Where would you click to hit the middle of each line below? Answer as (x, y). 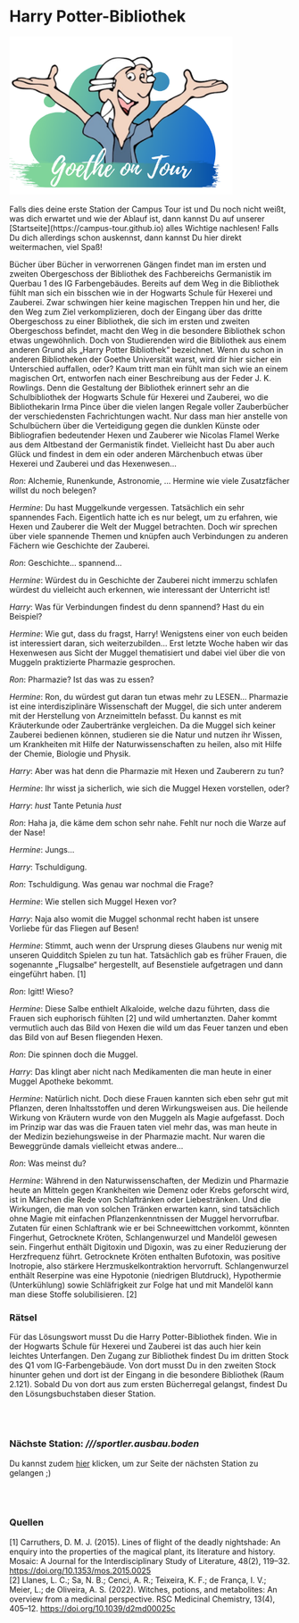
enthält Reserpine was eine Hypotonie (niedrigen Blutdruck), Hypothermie (145, 1275)
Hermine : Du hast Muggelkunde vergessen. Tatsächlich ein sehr (127, 507)
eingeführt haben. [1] (48, 974)
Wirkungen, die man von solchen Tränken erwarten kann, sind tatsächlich (145, 1209)
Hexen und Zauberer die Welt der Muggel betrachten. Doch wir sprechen (144, 526)
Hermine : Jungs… (42, 849)
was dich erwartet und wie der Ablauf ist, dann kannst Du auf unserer (137, 218)
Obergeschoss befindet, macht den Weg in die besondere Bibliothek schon (147, 330)
